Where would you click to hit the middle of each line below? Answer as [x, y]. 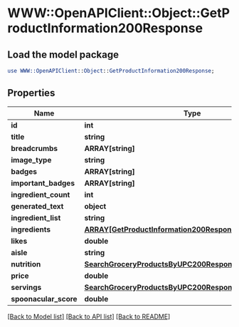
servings [26, 287]
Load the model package [63, 54]
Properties [31, 93]
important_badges [43, 183]
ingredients [31, 229]
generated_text [37, 206]
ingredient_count [41, 194]
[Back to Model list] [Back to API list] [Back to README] [89, 316]
